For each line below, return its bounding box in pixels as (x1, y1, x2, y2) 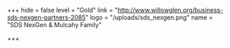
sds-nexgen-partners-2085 (7, 13, 86, 22)
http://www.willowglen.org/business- (117, 6, 223, 14)
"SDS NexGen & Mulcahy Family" (7, 21, 102, 29)
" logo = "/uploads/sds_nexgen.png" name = (85, 13, 213, 22)
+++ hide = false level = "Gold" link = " (7, 6, 118, 14)
